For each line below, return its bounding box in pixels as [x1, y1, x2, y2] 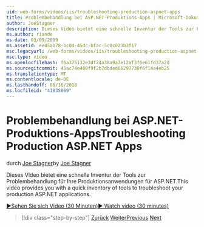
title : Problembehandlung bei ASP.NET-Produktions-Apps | [6, 15, 156, 21]
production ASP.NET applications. [6, 190, 91, 197]
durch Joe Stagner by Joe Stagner [6, 159, 91, 166]
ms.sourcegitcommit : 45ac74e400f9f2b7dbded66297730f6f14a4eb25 [6, 65, 170, 71]
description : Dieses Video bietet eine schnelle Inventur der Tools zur [6, 25, 194, 32]
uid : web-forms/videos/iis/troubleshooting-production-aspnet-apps [6, 8, 181, 15]
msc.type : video [6, 54, 47, 60]
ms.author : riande [6, 31, 53, 38]
